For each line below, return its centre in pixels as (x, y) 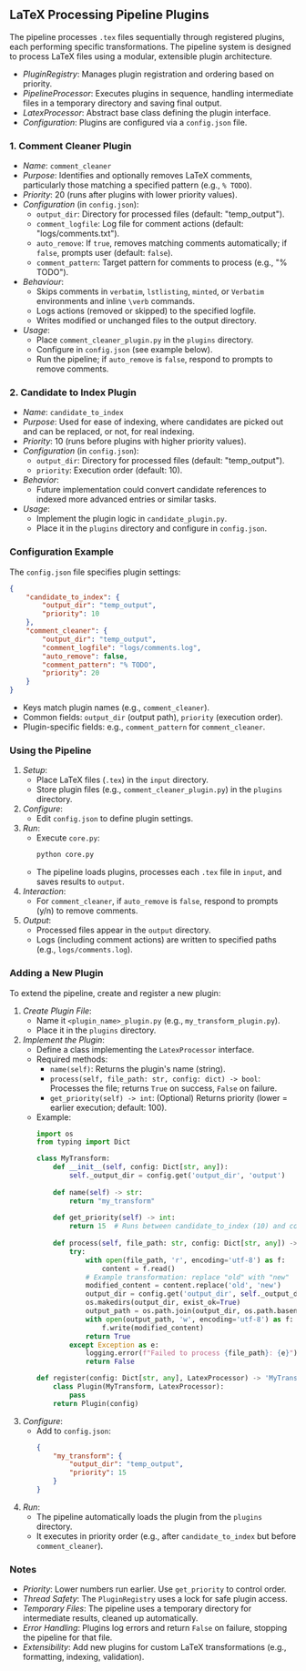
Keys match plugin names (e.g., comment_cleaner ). (116, 708)
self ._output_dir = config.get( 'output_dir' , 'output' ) (177, 1176)
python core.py (65, 855)
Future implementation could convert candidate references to (151, 490)
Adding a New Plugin (56, 973)
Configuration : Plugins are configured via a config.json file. (135, 122)
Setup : (35, 770)
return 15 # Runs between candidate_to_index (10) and (177, 1227)
